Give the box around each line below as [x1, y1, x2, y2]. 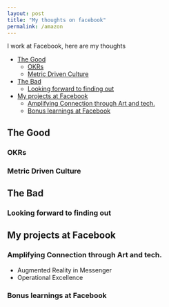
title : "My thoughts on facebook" [7, 17, 107, 24]
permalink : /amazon [7, 23, 63, 30]
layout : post [7, 10, 45, 17]
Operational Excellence [17, 273, 83, 281]
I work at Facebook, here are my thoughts [7, 42, 126, 50]
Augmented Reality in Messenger [17, 266, 112, 274]
